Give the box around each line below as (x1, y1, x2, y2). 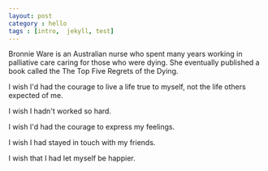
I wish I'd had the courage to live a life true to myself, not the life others (8, 82, 246, 92)
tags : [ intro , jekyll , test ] (8, 27, 115, 35)
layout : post (8, 11, 53, 20)
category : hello (8, 19, 67, 28)
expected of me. (8, 91, 63, 100)
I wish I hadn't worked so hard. (8, 106, 112, 116)
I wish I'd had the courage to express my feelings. (8, 122, 175, 132)
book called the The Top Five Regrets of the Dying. (8, 66, 179, 76)
